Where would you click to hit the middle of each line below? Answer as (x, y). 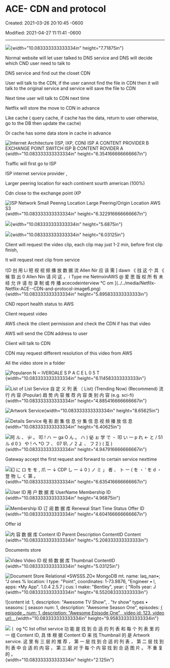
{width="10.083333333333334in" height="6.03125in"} (68, 235)
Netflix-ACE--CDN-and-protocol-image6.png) (53, 289)
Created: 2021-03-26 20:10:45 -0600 (44, 23)
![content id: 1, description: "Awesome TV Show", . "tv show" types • (77, 602)
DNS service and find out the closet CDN (48, 73)
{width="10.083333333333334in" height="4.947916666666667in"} (76, 449)
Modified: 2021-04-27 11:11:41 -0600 (43, 33)
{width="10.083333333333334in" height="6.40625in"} (63, 427)
